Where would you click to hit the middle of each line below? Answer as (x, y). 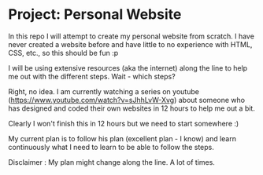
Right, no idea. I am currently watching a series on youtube (104, 91)
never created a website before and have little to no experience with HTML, (130, 44)
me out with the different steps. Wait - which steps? (92, 76)
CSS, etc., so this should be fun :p (63, 53)
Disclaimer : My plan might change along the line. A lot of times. (111, 162)
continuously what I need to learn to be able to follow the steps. (111, 147)
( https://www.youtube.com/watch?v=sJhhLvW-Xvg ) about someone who (127, 100)
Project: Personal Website (95, 15)
